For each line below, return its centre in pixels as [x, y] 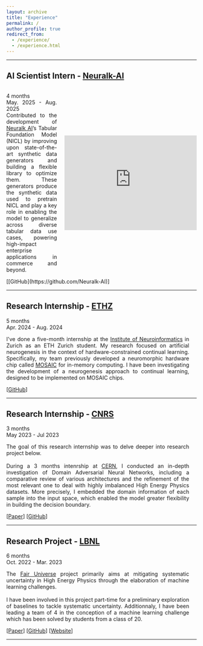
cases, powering [32, 238]
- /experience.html [36, 46]
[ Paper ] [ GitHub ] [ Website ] [40, 631]
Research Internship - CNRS [60, 414]
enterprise [19, 250]
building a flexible [32, 167]
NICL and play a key [32, 205]
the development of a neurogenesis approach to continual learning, [98, 371]
